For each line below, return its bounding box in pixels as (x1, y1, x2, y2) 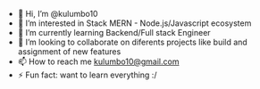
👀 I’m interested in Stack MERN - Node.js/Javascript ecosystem (17, 18, 252, 28)
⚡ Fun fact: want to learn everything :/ (17, 69, 157, 80)
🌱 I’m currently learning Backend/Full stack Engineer (17, 28, 212, 37)
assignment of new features (17, 46, 122, 57)
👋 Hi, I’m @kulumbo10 (17, 9, 98, 19)
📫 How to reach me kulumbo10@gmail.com (17, 56, 180, 67)
